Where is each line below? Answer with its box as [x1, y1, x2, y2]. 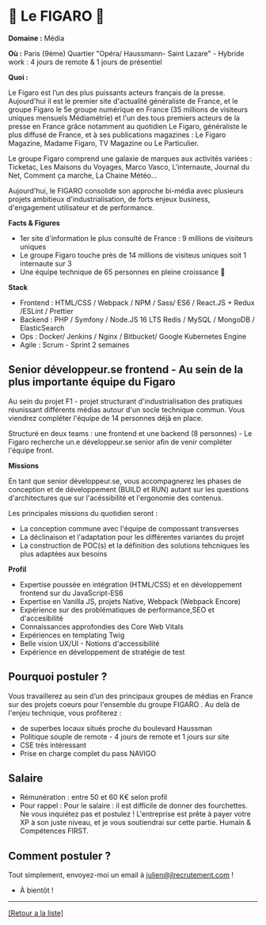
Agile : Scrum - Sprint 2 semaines [19, 340, 130, 350]
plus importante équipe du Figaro [8, 376, 176, 389]
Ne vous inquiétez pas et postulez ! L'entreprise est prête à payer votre [19, 809, 251, 819]
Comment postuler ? [8, 849, 112, 862]
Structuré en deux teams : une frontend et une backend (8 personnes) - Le [8, 428, 253, 438]
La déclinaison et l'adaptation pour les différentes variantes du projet [19, 532, 245, 541]
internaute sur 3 [19, 258, 73, 268]
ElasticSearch [19, 323, 65, 332]
